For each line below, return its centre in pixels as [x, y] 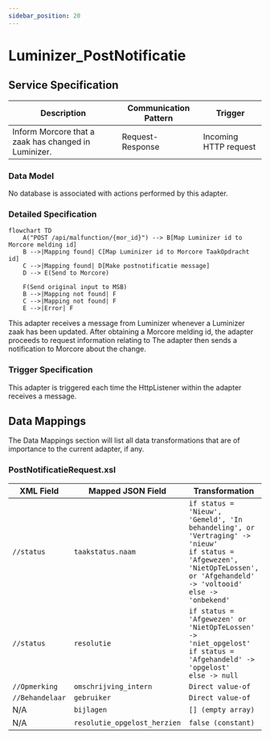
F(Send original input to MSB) [75, 287]
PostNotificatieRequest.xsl [62, 470]
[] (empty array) [222, 710]
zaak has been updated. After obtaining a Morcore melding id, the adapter [131, 332]
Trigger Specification [51, 369]
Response [141, 147]
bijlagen [90, 710]
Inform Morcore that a [53, 131]
